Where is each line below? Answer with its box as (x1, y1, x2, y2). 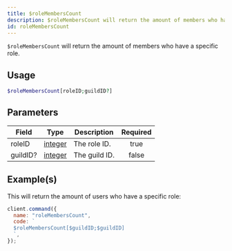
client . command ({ (7, 205, 57, 212)
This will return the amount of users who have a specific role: (7, 192, 182, 201)
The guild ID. (73, 150, 115, 160)
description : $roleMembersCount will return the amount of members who (7, 17, 217, 24)
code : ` (13, 219, 36, 225)
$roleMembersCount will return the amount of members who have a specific (7, 42, 219, 50)
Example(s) (7, 174, 57, 185)
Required (121, 127, 152, 137)
